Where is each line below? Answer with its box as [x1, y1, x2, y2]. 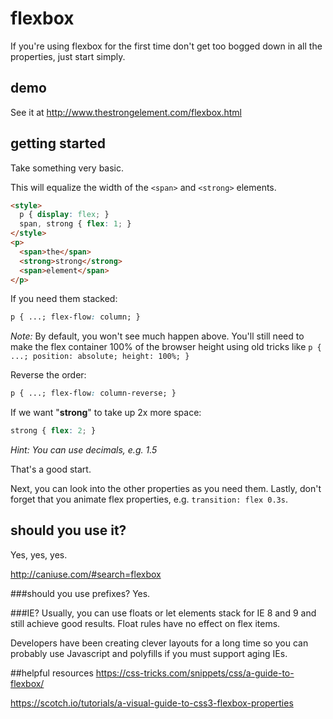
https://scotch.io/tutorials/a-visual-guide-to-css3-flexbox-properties [10, 697, 294, 709]
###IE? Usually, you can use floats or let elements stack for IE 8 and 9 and [10, 607, 317, 619]
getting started [10, 135, 106, 152]
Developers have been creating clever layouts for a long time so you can [10, 637, 309, 649]
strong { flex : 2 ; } [10, 426, 97, 436]
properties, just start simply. [10, 50, 126, 62]
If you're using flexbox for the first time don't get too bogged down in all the [10, 40, 323, 52]
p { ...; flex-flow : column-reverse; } [10, 388, 177, 399]
